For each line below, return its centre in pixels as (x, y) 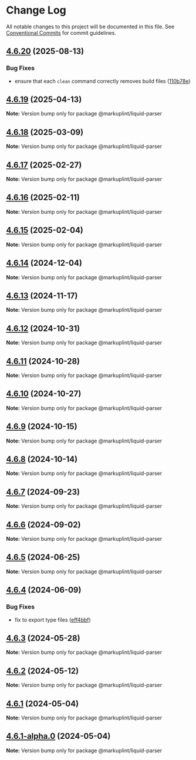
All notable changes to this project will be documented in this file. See (90, 27)
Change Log (36, 10)
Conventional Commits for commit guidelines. (61, 32)
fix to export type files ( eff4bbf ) (53, 620)
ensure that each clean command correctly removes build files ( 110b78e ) (102, 81)
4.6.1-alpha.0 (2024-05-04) (58, 736)
